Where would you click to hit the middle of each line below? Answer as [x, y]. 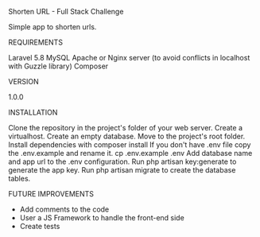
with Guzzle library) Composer [58, 66]
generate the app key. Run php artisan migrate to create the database [122, 170]
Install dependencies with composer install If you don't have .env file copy [130, 145]
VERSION [24, 82]
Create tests [40, 226]
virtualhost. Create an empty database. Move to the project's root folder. [127, 136]
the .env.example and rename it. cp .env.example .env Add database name [130, 153]
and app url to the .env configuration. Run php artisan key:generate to [122, 161]
